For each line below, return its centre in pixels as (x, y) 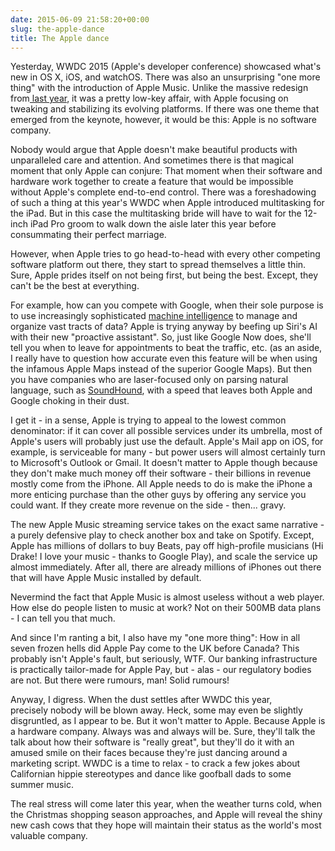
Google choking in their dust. (70, 401)
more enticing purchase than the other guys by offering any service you (158, 495)
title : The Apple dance (60, 38)
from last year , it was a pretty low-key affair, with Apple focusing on (149, 98)
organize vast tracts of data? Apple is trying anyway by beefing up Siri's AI (164, 327)
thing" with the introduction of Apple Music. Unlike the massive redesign (159, 88)
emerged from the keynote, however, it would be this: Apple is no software (164, 120)
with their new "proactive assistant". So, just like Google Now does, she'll (161, 337)
